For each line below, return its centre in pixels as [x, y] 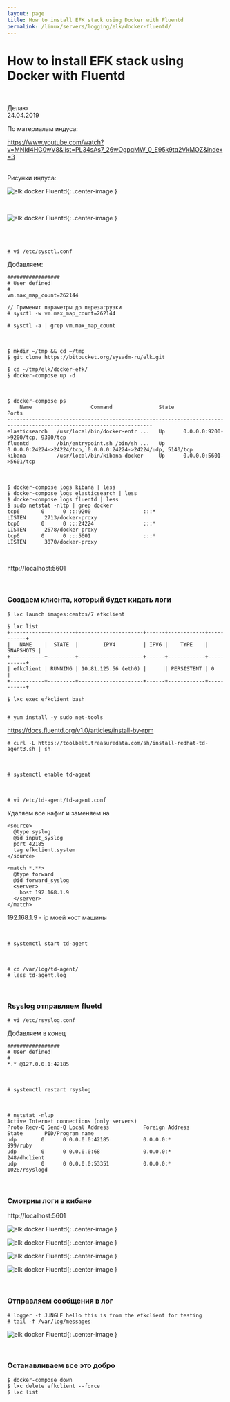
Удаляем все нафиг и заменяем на [58, 813]
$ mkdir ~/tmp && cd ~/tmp [46, 352]
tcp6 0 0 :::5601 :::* [82, 536]
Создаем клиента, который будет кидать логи [89, 600]
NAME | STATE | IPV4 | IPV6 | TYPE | [114, 644]
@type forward [33, 874]
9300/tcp [54, 438]
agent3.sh [21, 749]
